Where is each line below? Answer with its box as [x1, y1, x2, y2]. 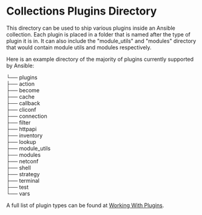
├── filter [6, 118, 31, 126]
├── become [6, 86, 40, 94]
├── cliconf [6, 106, 36, 113]
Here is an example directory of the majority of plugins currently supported [6, 55, 194, 63]
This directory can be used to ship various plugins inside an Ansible [6, 24, 176, 32]
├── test [6, 183, 29, 191]
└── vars [6, 189, 30, 197]
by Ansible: [6, 62, 35, 69]
